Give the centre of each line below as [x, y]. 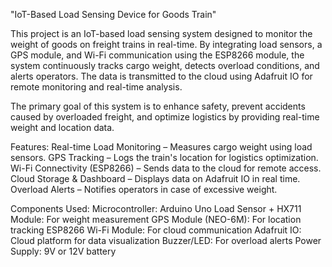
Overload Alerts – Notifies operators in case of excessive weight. [144, 189]
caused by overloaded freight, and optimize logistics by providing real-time [165, 117]
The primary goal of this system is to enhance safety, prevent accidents [158, 106]
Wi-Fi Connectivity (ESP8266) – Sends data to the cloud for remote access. [166, 168]
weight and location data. [62, 127]
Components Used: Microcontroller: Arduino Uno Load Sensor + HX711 [156, 208]
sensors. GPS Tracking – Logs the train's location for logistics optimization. [164, 157]
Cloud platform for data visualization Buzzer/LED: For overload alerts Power [166, 240]
